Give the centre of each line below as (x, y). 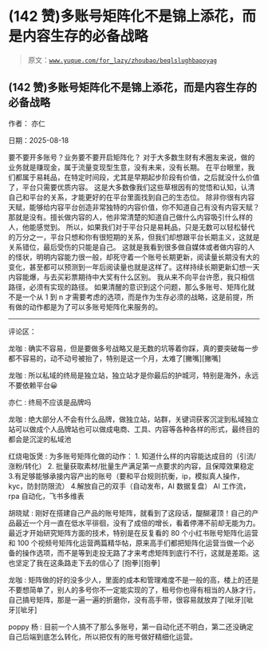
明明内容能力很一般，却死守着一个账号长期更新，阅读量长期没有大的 (148, 257)
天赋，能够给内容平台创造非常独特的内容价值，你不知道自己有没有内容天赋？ (134, 207)
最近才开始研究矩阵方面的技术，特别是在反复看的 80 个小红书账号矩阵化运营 (134, 532)
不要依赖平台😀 (33, 385)
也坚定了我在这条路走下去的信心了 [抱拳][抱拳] (85, 563)
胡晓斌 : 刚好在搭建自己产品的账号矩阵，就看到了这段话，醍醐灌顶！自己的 (130, 512)
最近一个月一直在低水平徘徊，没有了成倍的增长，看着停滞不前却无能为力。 (137, 523)
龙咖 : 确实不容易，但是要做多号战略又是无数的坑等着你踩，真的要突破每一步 (134, 348)
